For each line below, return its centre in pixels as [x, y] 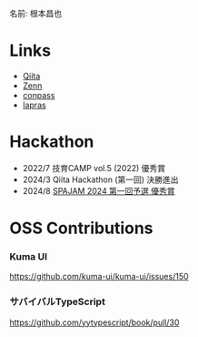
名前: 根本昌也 [35, 13]
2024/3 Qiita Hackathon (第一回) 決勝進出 [100, 179]
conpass [39, 95]
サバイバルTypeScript [58, 301]
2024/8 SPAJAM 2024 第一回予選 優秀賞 [99, 190]
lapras [35, 105]
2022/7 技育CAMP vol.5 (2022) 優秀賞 [94, 168]
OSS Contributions [81, 228]
